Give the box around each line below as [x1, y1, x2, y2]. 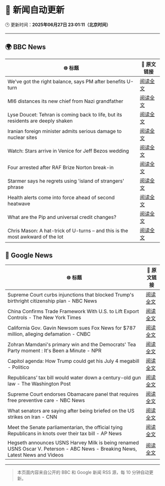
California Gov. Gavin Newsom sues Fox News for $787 [7, 324, 136, 331]
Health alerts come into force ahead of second [7, 194, 115, 201]
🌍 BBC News [5, 43, 46, 52]
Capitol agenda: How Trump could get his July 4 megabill [7, 357, 139, 364]
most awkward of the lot [7, 233, 64, 240]
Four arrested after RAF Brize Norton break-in [7, 164, 114, 171]
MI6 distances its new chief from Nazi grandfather [7, 98, 124, 105]
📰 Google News [5, 251, 53, 260]
